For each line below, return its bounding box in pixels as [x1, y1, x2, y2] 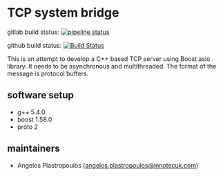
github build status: [7, 41, 62, 49]
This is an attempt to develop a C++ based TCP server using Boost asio [7, 54, 211, 63]
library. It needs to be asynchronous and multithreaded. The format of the [7, 62, 217, 70]
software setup [7, 89, 75, 101]
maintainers [7, 143, 60, 155]
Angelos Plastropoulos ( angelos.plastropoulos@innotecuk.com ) [17, 161, 199, 169]
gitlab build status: [7, 28, 60, 36]
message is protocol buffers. [7, 69, 89, 78]
